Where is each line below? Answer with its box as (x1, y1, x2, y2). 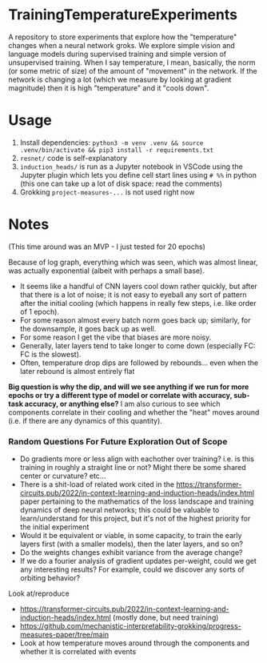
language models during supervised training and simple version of (8, 49, 226, 58)
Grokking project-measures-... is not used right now (19, 187, 195, 197)
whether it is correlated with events (19, 647, 137, 657)
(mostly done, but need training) (113, 613, 219, 622)
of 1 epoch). (19, 307, 60, 316)
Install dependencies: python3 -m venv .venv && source (19, 138, 204, 147)
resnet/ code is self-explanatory (19, 153, 128, 163)
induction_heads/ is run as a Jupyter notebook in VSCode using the (19, 162, 243, 171)
